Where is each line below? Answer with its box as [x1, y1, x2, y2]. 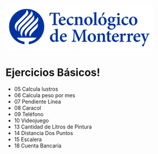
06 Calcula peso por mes [14, 91, 75, 99]
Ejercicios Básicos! [5, 66, 101, 79]
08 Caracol [14, 104, 42, 111]
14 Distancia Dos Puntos [14, 129, 73, 136]
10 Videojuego [14, 117, 50, 124]
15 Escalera [14, 136, 42, 143]
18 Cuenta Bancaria [14, 142, 62, 149]
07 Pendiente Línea [14, 98, 61, 105]
